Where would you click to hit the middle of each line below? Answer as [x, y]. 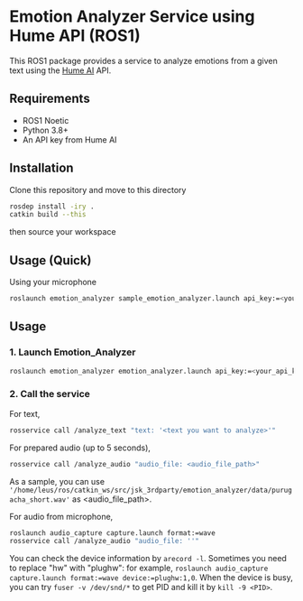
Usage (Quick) [50, 260]
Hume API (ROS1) [75, 36]
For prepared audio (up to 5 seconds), [80, 448]
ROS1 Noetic [46, 120]
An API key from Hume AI [69, 139]
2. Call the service [50, 394]
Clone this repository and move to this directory [98, 190]
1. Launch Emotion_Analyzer [73, 352]
